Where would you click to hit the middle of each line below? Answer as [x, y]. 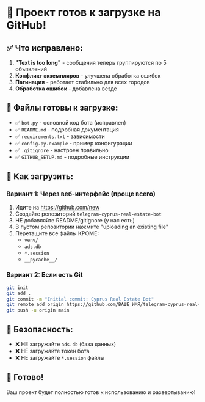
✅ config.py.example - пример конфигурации [74, 143]
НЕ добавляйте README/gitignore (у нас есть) [75, 220]
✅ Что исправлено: [45, 48]
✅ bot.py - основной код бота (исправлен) [70, 122]
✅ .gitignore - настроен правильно [62, 150]
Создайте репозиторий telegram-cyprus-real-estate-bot [88, 214]
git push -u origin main [38, 310]
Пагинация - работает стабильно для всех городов [82, 82]
